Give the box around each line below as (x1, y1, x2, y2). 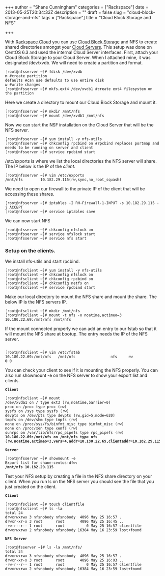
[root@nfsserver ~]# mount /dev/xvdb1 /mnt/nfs (5, 113, 105, 118)
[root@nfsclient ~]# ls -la (5, 506, 63, 511)
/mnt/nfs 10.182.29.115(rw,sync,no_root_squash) (5, 177, 122, 182)
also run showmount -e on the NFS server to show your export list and (5, 372, 147, 378)
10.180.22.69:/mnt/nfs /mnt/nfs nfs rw (5, 354, 133, 360)
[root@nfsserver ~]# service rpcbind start (5, 150, 96, 154)
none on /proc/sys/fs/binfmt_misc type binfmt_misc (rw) (5, 422, 124, 427)
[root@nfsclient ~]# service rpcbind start (5, 285, 96, 290)
